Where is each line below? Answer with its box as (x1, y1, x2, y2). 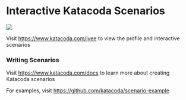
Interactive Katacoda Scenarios (6, 4, 165, 18)
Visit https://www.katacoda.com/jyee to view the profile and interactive (6, 34, 180, 42)
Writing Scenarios (6, 56, 59, 64)
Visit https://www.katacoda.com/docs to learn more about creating (6, 69, 170, 76)
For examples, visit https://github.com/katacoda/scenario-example (6, 87, 169, 94)
